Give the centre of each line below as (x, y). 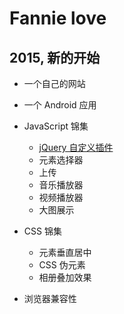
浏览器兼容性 (50, 298)
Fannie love (58, 18)
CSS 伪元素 (62, 265)
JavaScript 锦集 (56, 126)
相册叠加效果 (65, 277)
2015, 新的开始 (55, 57)
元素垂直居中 (65, 252)
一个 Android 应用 (60, 105)
